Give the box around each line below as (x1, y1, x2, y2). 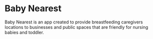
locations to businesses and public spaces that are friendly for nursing (4, 24, 149, 30)
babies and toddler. (4, 29, 44, 35)
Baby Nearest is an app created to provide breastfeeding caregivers (4, 19, 143, 25)
